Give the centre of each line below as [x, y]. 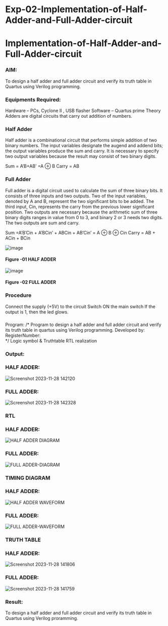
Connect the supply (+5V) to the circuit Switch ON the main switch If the [80, 306]
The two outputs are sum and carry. [42, 223]
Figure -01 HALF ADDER [31, 259]
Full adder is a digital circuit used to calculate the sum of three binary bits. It [84, 190]
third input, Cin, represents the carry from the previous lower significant [80, 206]
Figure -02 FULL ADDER [31, 282]
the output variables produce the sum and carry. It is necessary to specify [82, 151]
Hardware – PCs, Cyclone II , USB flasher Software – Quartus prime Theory [83, 111]
